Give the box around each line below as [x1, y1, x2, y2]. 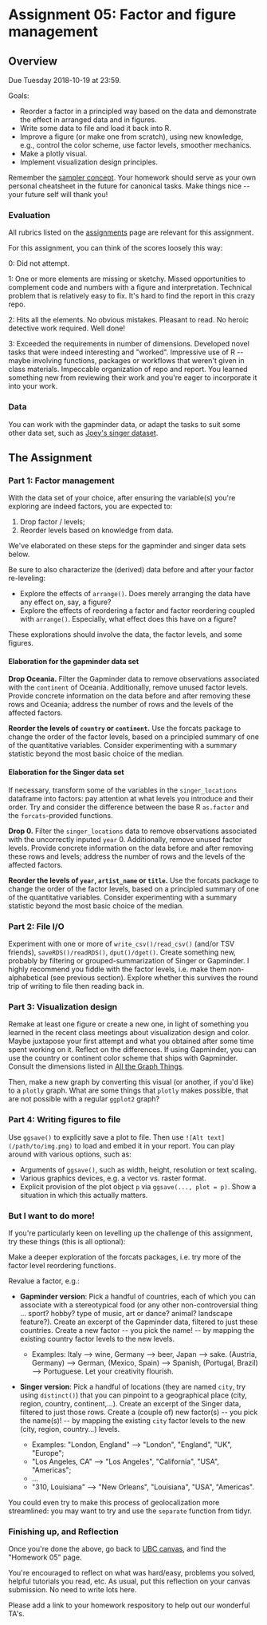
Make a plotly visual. [19, 149, 88, 158]
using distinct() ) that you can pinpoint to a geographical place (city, [19, 1390, 247, 1400]
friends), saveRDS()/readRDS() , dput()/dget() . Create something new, [8, 947, 237, 957]
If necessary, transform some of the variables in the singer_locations [8, 785, 238, 795]
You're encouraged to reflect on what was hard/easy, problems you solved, [8, 1568, 256, 1578]
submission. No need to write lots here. [8, 1585, 137, 1595]
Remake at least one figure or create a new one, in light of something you [8, 1019, 249, 1029]
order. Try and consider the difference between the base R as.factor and [8, 802, 249, 812]
